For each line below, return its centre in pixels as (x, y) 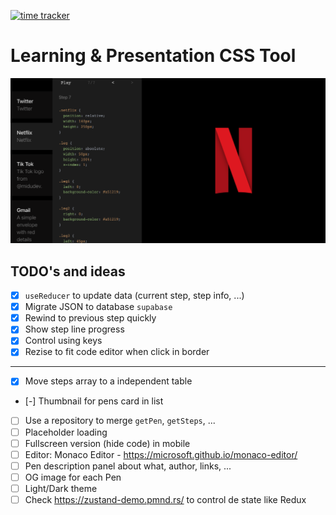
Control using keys (63, 341)
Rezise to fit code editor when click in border (117, 352)
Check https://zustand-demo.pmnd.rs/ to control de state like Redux (165, 499)
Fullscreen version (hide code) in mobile (107, 443)
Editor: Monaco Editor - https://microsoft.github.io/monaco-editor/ (161, 454)
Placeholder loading (66, 432)
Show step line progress (74, 329)
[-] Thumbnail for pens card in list (94, 401)
